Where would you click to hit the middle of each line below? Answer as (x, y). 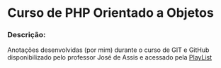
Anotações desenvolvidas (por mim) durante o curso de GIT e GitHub (108, 50)
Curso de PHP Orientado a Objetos (110, 13)
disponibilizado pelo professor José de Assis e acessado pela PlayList (110, 57)
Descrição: (27, 35)
